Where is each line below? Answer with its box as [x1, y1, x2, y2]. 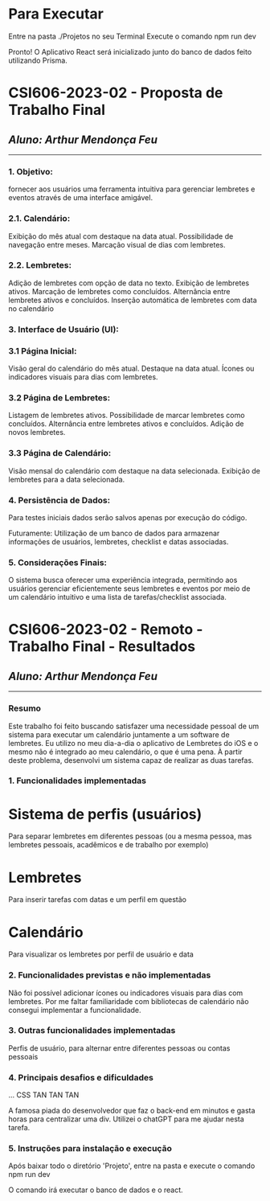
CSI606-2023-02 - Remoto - [8, 621, 203, 639]
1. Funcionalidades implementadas [8, 775, 147, 786]
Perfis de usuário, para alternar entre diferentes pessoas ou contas [8, 1043, 231, 1053]
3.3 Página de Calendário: [8, 448, 112, 459]
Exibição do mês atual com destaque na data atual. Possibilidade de [8, 231, 234, 241]
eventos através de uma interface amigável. [8, 193, 153, 203]
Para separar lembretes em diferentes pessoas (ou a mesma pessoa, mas [8, 831, 252, 841]
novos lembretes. [8, 428, 66, 437]
